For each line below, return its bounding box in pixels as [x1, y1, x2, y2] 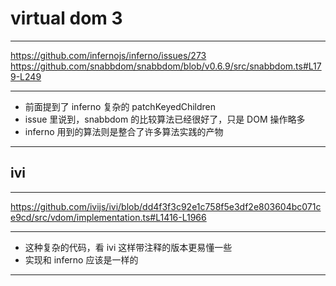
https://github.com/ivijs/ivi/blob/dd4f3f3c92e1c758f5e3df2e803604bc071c [10, 200, 322, 212]
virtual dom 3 [10, 7, 123, 30]
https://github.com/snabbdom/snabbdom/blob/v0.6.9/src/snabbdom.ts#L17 [10, 60, 322, 72]
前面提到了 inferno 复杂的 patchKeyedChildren [24, 100, 217, 112]
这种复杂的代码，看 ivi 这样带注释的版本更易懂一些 [24, 241, 233, 253]
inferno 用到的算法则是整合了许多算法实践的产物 [24, 125, 224, 137]
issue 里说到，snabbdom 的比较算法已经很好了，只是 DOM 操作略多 [24, 113, 306, 125]
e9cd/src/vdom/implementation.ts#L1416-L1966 [10, 211, 207, 223]
